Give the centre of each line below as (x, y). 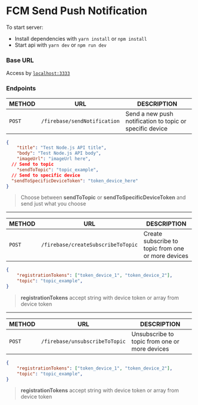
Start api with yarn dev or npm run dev (61, 45)
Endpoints (21, 89)
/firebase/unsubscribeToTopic (83, 341)
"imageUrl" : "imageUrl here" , (54, 159)
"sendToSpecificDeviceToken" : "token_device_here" (75, 181)
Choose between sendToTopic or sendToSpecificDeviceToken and (103, 197)
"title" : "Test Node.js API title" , (62, 148)
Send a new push (149, 113)
